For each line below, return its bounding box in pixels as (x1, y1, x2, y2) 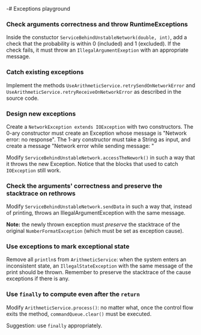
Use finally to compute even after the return (6, 290, 140, 298)
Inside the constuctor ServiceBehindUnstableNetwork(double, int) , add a (6, 34, 187, 41)
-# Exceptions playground (6, 5, 71, 12)
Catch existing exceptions (6, 68, 84, 76)
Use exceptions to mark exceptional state (6, 242, 130, 251)
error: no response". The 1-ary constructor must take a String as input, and (6, 135, 191, 143)
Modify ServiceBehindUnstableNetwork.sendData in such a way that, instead (6, 203, 192, 210)
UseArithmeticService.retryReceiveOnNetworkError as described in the (6, 88, 182, 95)
